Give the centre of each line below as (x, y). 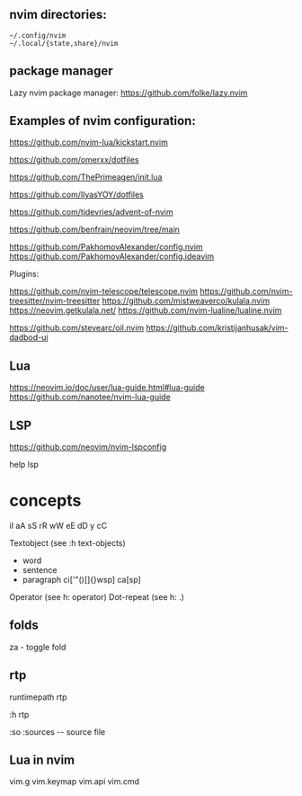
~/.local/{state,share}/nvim (64, 43)
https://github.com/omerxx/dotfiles (74, 160)
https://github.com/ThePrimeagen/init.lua (86, 177)
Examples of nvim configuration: (102, 121)
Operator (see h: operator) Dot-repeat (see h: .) (97, 597)
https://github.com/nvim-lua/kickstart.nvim (89, 142)
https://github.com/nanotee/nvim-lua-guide (90, 397)
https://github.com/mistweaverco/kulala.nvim (186, 301)
